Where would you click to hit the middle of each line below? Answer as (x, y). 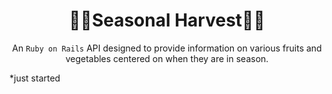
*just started (35, 78)
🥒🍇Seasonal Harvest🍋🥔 (167, 20)
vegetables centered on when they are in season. (167, 58)
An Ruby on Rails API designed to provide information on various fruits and (167, 48)
